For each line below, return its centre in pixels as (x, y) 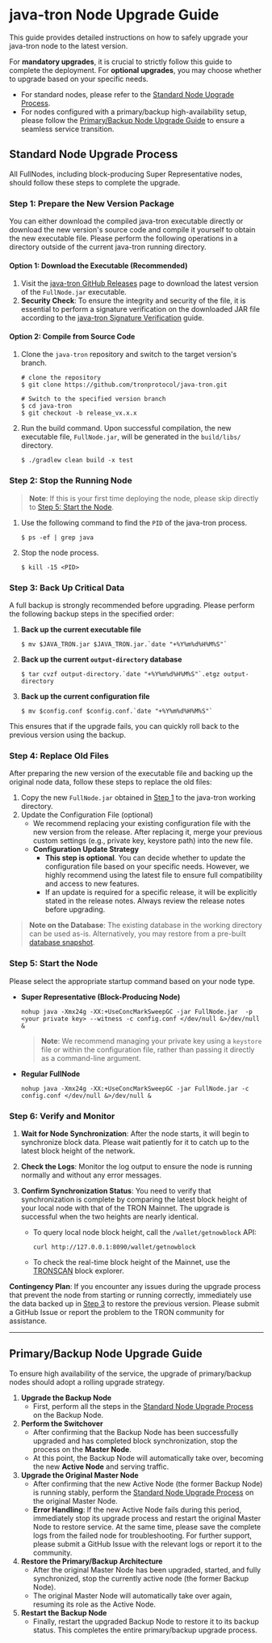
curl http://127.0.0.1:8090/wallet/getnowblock (114, 1247)
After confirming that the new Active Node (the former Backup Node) (148, 1483)
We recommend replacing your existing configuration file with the (142, 824)
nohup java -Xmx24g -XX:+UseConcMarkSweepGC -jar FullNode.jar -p (136, 1011)
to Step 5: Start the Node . (71, 507)
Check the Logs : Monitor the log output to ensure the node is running (136, 1166)
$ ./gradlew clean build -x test (77, 460)
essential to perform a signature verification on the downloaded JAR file (140, 309)
